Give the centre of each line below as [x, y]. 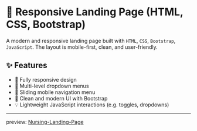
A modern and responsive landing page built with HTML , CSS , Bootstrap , [91, 41]
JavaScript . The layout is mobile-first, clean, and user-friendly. [82, 47]
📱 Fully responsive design [46, 79]
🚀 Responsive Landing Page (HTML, [95, 12]
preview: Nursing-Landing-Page [45, 122]
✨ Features [27, 65]
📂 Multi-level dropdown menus [52, 86]
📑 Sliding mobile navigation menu [55, 92]
